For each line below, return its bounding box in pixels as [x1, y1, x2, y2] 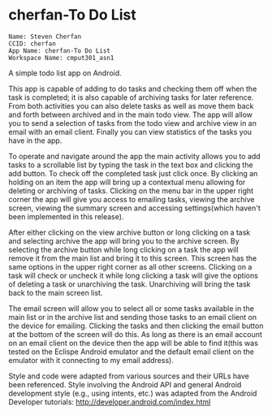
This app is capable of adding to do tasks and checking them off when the [8, 84, 257, 93]
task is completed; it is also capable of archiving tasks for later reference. [8, 92, 254, 102]
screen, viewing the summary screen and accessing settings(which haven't [8, 203, 261, 213]
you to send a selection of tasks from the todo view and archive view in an [8, 118, 257, 128]
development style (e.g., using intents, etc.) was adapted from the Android [8, 388, 257, 398]
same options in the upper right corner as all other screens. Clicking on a [8, 262, 253, 271]
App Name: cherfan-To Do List [8, 46, 111, 54]
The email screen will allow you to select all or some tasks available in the [8, 303, 254, 313]
